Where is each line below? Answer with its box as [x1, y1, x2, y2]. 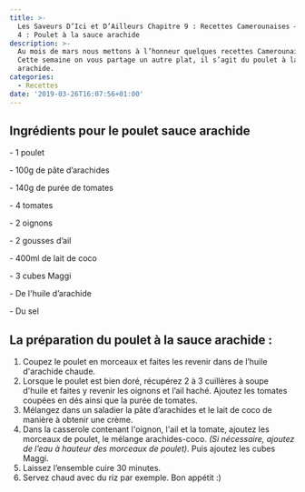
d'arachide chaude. [22, 366, 96, 377]
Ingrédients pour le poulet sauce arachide [9, 123, 251, 138]
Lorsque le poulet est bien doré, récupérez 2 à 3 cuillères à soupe [22, 376, 270, 387]
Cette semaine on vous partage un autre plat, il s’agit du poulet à [17, 55, 286, 65]
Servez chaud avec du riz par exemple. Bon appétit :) [22, 472, 222, 483]
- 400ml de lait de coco [9, 253, 97, 264]
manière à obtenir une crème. [22, 415, 133, 426]
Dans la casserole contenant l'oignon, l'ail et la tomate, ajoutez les [22, 424, 270, 435]
